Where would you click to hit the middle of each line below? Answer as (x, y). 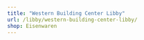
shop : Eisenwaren (32, 26)
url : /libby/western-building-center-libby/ (72, 20)
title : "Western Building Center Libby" (66, 13)
